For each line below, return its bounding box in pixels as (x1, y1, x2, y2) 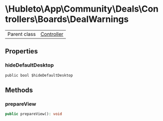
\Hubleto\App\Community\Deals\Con (5, 3, 159, 15)
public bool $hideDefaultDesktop (5, 73, 73, 78)
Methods (5, 86, 33, 94)
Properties (5, 47, 38, 55)
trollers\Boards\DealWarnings (5, 14, 129, 25)
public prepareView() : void (5, 112, 62, 117)
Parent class (7, 31, 36, 37)
